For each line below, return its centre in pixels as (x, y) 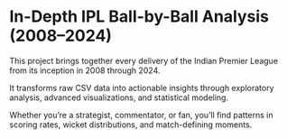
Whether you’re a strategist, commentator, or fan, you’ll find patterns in (141, 115)
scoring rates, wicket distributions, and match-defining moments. (131, 125)
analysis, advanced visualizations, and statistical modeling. (119, 97)
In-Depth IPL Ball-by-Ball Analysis (139, 17)
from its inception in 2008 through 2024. (85, 70)
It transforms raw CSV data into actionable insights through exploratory (142, 88)
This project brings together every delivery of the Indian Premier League (143, 60)
